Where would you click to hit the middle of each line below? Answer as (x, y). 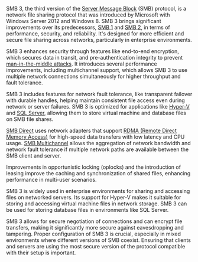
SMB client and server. (34, 155)
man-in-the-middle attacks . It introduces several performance (82, 64)
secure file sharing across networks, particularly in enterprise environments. (99, 40)
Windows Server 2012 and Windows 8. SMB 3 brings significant (84, 21)
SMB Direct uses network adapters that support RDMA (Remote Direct (92, 130)
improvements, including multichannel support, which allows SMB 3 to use (97, 70)
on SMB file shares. (30, 119)
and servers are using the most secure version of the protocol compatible (96, 246)
